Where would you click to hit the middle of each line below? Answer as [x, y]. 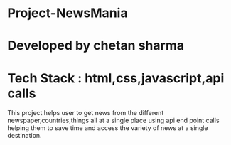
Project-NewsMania [68, 13]
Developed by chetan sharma [96, 46]
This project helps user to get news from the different [86, 113]
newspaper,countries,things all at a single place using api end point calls [113, 120]
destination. [25, 136]
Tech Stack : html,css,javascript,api [116, 78]
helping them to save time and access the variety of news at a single [108, 128]
